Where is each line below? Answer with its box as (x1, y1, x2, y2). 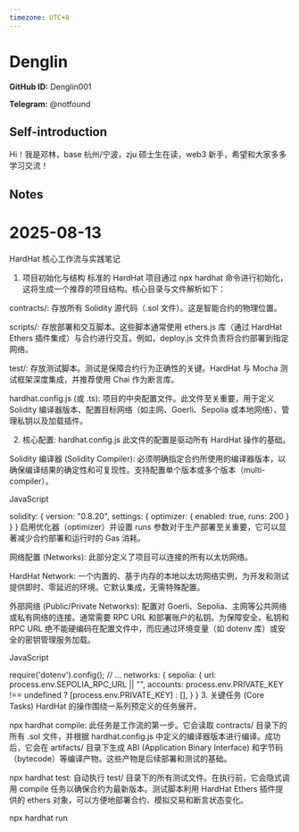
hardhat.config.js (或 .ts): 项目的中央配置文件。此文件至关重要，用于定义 (9, 392, 275, 403)
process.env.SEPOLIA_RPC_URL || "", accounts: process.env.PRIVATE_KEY (9, 678, 284, 689)
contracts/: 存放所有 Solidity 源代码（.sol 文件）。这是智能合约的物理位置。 (9, 302, 283, 313)
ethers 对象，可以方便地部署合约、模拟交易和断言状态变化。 (26, 794, 248, 805)
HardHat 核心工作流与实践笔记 (9, 253, 120, 264)
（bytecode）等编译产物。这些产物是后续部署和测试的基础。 (9, 752, 232, 764)
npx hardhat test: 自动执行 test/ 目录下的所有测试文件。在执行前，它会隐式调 (9, 772, 290, 783)
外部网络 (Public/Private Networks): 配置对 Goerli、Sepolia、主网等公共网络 (9, 601, 287, 611)
